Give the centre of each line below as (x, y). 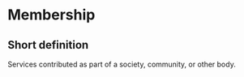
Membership (51, 15)
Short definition (48, 45)
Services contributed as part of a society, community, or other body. (122, 64)
